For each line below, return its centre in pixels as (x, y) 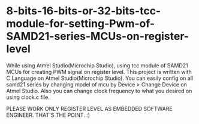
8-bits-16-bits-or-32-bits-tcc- (84, 11)
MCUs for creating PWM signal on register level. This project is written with (99, 72)
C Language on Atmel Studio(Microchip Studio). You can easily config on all (100, 78)
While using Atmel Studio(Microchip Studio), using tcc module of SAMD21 (97, 65)
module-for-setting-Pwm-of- (81, 24)
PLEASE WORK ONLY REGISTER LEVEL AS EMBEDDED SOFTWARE (89, 108)
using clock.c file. (28, 97)
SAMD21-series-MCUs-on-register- (98, 36)
